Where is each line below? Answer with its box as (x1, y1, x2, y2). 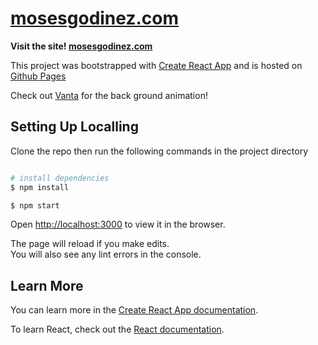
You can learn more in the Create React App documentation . (10, 304, 259, 316)
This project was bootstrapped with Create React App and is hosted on (10, 59, 303, 71)
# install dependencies (10, 173, 110, 183)
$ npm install (10, 182, 70, 192)
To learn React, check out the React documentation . (10, 323, 225, 336)
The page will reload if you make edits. (10, 238, 170, 250)
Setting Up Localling (10, 118, 139, 136)
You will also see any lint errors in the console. (10, 248, 202, 261)
